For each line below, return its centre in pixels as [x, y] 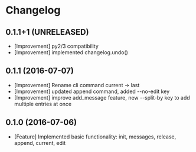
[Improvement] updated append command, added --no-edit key [92, 91]
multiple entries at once [43, 104]
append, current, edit [40, 143]
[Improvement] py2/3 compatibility [56, 46]
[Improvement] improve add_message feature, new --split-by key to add [102, 97]
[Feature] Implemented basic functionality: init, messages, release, [95, 137]
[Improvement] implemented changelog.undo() [71, 52]
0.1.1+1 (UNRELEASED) [47, 32]
